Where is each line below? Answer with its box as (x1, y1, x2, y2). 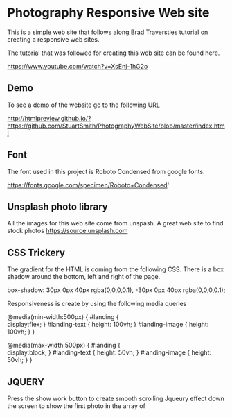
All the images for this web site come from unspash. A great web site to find (7, 219, 224, 228)
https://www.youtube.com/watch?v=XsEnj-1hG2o (7, 62, 148, 70)
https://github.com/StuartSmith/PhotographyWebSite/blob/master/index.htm (7, 121, 225, 130)
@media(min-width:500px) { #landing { (7, 313, 119, 321)
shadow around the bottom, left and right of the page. (7, 273, 161, 281)
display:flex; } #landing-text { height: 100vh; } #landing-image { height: (7, 321, 209, 329)
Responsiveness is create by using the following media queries (7, 300, 187, 308)
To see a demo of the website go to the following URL (7, 101, 161, 109)
